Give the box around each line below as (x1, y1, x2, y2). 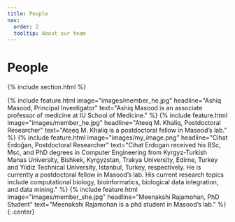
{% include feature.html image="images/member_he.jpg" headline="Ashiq (7, 96, 222, 105)
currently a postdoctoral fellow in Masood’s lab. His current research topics (7, 170, 224, 179)
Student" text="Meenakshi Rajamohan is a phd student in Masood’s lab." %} (7, 200, 227, 209)
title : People (7, 10, 49, 17)
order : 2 (13, 23, 39, 30)
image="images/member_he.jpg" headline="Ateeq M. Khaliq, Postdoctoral (7, 119, 222, 127)
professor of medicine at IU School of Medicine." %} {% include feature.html (7, 111, 228, 119)
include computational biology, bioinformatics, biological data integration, (7, 178, 219, 186)
